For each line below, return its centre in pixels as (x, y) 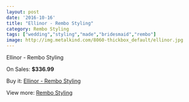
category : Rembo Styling (38, 29)
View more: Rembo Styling (40, 93)
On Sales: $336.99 (30, 69)
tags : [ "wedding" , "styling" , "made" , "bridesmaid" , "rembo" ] (81, 35)
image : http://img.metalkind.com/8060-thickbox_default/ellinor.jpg (95, 40)
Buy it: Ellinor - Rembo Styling (43, 81)
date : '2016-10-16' (31, 18)
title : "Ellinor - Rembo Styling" (50, 23)
